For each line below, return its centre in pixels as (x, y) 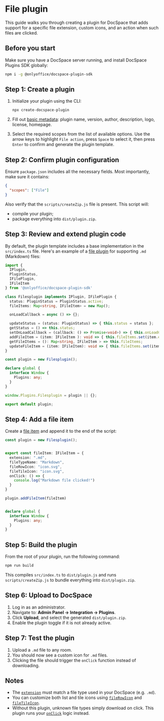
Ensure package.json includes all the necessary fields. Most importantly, (78, 171)
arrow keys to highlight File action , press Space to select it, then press (83, 139)
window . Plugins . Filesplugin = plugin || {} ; (51, 395)
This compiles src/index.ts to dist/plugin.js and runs (61, 574)
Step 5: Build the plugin (41, 545)
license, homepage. (32, 125)
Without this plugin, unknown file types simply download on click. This (83, 708)
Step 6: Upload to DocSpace (49, 595)
